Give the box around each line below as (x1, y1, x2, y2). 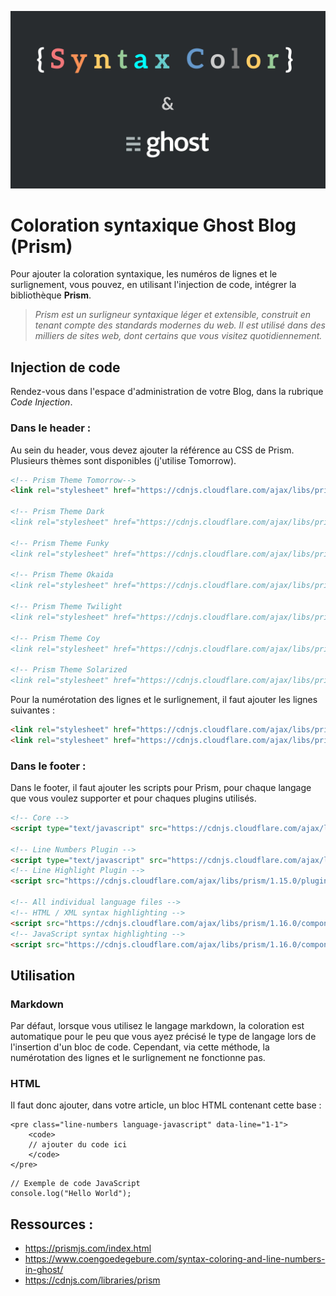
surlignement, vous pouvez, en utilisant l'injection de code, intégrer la (10, 279, 297, 291)
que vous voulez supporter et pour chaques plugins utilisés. (10, 792, 257, 805)
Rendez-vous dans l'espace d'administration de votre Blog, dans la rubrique (10, 386, 324, 398)
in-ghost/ (24, 1264, 64, 1276)
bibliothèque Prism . (10, 289, 92, 301)
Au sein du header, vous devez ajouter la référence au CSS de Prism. (10, 444, 295, 456)
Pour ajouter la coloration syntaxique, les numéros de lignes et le (10, 268, 278, 280)
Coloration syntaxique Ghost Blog (10, 214, 297, 236)
